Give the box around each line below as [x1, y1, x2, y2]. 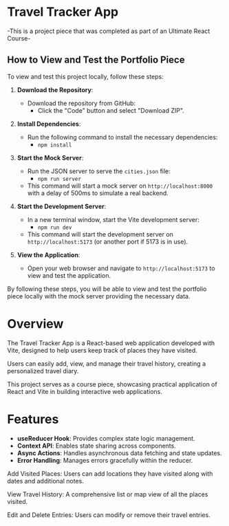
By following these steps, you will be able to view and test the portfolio [7, 285, 207, 293]
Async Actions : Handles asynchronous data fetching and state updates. [17, 448, 222, 457]
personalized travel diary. [7, 366, 79, 375]
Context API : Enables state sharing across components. [17, 441, 177, 450]
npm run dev [37, 224, 72, 231]
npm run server [37, 175, 81, 182]
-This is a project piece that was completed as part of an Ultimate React [7, 27, 210, 35]
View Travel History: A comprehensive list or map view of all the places [7, 490, 208, 498]
